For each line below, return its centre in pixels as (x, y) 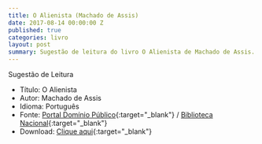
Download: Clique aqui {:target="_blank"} (85, 131)
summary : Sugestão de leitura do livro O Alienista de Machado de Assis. (132, 52)
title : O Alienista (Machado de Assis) (74, 15)
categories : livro (38, 37)
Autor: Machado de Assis (61, 98)
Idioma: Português (50, 106)
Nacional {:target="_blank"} (63, 123)
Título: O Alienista (48, 90)
